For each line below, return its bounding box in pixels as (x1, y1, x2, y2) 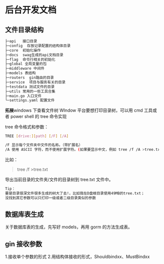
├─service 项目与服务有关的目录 (5, 79, 66, 85)
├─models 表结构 (5, 71, 36, 76)
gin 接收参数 (5, 240, 42, 248)
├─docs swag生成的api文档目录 (5, 52, 63, 57)
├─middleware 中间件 (5, 66, 45, 71)
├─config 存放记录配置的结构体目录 (5, 43, 71, 48)
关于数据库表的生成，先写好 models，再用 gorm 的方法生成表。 (5, 224, 133, 230)
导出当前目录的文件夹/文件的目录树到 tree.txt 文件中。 (5, 176, 113, 182)
